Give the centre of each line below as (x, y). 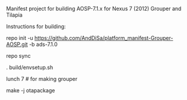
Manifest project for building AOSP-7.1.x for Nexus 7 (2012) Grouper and (94, 9)
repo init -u (20, 38)
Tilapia (14, 15)
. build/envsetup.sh (30, 67)
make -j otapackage (31, 90)
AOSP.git (17, 44)
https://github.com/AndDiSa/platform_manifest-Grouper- (104, 38)
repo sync (18, 56)
